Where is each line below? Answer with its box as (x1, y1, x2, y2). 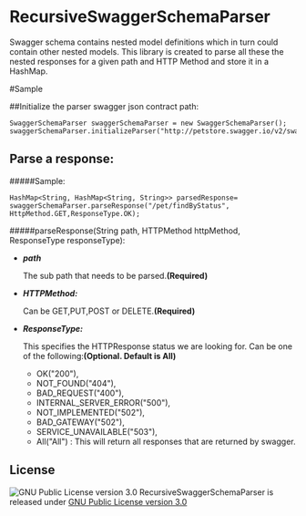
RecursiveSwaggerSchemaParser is (139, 486, 274, 498)
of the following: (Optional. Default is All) (22, 350, 177, 361)
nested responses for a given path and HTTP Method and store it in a (9, 56, 270, 67)
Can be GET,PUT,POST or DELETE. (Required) (22, 305, 196, 316)
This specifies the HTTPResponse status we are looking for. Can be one (22, 340, 293, 352)
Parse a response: (9, 151, 115, 167)
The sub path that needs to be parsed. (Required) (22, 270, 208, 281)
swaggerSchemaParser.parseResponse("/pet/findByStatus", (9, 201, 230, 211)
